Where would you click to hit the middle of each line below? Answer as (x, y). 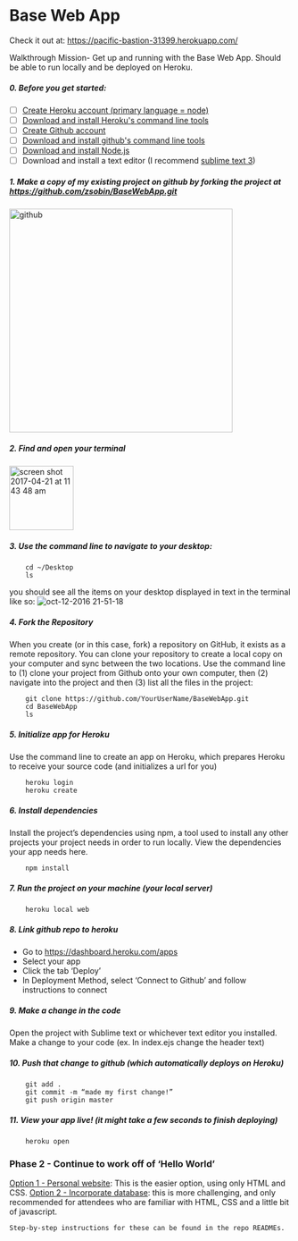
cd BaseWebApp (51, 707)
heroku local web (58, 910)
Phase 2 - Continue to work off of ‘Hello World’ (112, 1163)
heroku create (51, 791)
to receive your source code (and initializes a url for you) (113, 766)
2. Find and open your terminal (68, 448)
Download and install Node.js (76, 151)
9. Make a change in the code (65, 1010)
